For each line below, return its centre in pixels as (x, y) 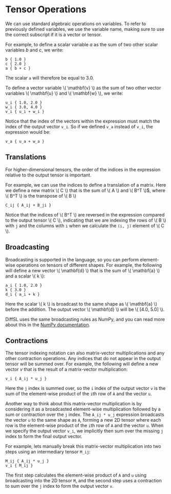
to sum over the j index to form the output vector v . (59, 486)
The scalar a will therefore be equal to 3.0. (50, 77)
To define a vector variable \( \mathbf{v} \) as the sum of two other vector (83, 88)
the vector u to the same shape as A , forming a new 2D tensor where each (83, 420)
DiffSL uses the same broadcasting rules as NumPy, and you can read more (85, 319)
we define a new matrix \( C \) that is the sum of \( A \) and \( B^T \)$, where (85, 190)
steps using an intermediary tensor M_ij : (48, 452)
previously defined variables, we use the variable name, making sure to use (85, 29)
